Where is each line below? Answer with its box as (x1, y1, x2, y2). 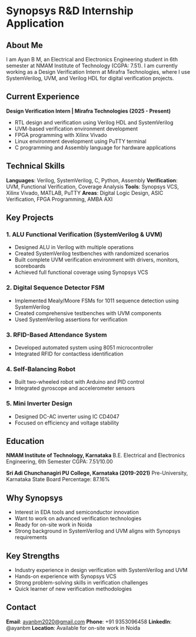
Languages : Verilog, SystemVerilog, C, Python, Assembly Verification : (6, 177, 178, 184)
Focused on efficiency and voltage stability (14, 419, 119, 426)
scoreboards (14, 263, 46, 270)
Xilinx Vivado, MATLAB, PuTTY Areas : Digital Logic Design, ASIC (6, 189, 164, 196)
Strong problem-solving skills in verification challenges (14, 579, 148, 586)
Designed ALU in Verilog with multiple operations (14, 244, 134, 251)
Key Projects (6, 213, 54, 223)
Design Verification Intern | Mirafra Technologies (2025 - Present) (6, 107, 171, 115)
